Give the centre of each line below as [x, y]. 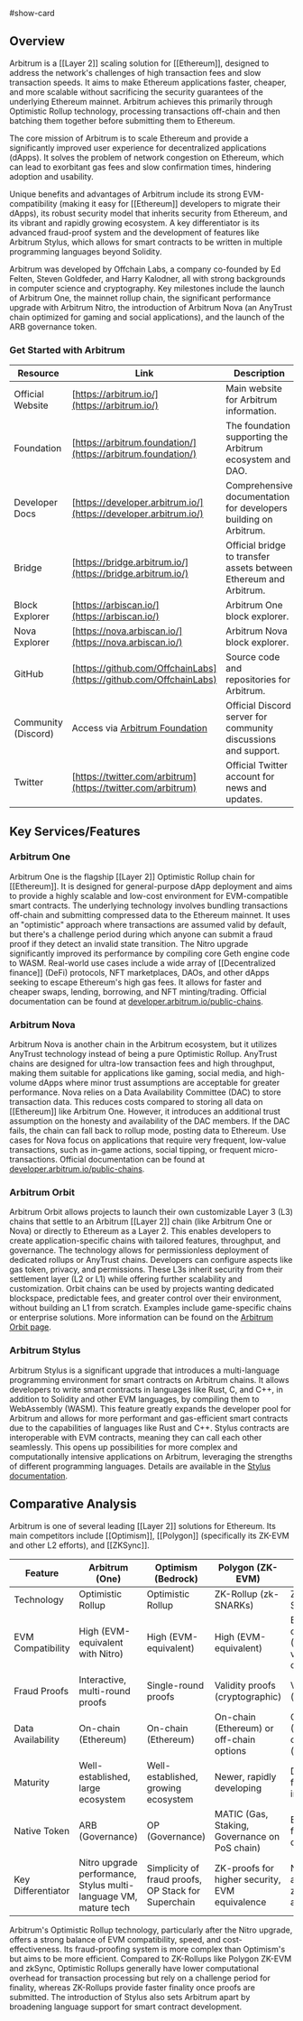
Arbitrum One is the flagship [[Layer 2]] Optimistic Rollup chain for [132, 876]
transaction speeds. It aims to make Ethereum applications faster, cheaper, [148, 82]
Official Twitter [257, 765]
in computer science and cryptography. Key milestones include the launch [147, 288]
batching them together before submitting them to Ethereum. [122, 120]
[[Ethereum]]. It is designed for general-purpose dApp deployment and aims [151, 886]
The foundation [258, 426]
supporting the [257, 437]
